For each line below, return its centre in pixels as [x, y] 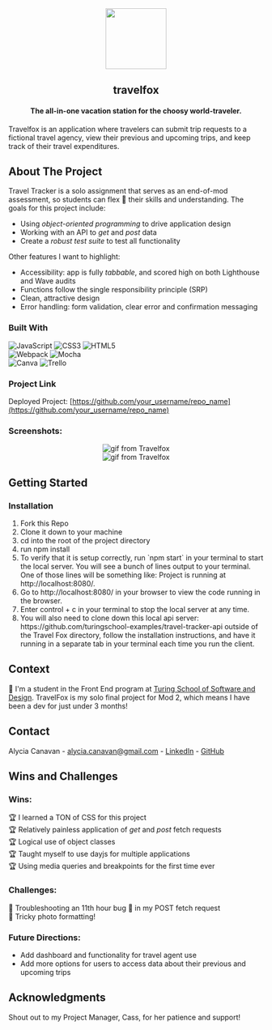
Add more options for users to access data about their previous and [133, 964]
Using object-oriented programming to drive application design [125, 224]
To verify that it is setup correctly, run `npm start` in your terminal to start [142, 557]
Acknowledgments [57, 998]
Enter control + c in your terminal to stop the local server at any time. [134, 609]
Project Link [32, 384]
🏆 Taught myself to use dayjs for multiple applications [99, 854]
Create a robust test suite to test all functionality [100, 241]
